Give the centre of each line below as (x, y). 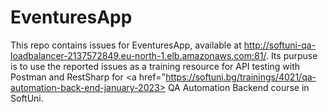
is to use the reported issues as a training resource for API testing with (155, 66)
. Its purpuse (291, 55)
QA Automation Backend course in (238, 87)
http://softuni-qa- (280, 45)
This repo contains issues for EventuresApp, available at (126, 45)
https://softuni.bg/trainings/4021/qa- (241, 77)
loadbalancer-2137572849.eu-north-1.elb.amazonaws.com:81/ (138, 55)
